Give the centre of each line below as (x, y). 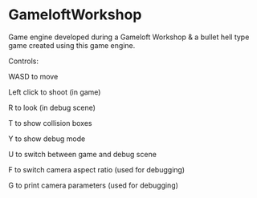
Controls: (23, 61)
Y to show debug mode (47, 139)
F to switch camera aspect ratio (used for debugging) (97, 169)
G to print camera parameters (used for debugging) (94, 185)
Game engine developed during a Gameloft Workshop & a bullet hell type (129, 37)
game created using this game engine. (72, 45)
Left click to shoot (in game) (55, 92)
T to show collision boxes (50, 123)
